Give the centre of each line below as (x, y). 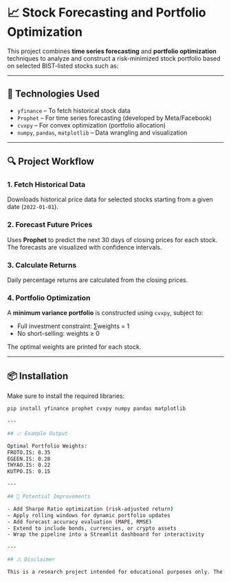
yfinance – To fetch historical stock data (74, 110)
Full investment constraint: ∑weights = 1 (73, 326)
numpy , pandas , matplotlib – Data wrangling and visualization (102, 132)
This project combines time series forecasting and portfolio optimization (112, 51)
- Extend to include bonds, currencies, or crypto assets (92, 528)
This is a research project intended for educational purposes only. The (115, 572)
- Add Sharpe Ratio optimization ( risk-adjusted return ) (90, 509)
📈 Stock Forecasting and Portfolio (107, 13)
